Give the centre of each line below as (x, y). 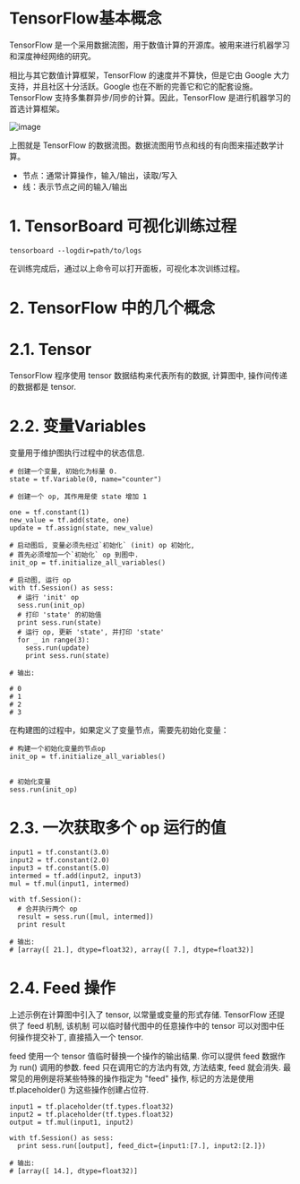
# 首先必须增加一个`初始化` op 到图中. (74, 555)
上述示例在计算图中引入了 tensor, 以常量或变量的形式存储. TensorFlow (138, 1015)
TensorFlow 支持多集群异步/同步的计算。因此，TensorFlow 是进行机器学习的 (150, 97)
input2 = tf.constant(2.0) (60, 860)
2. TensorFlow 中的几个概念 (112, 308)
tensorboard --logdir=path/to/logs (76, 251)
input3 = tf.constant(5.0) (60, 868)
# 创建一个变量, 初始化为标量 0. (64, 471)
